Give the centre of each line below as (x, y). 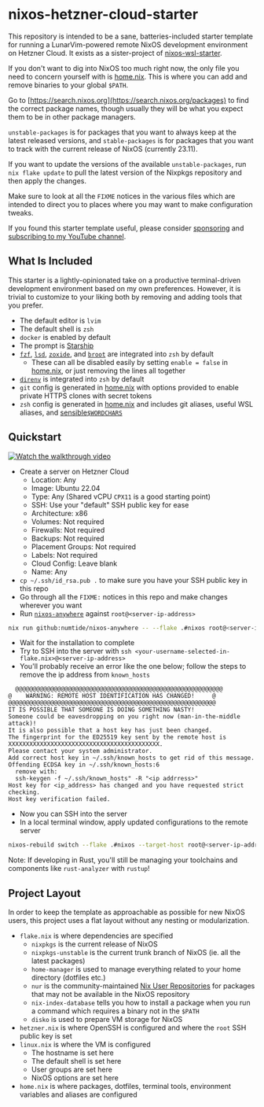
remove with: (37, 772)
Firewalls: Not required (68, 530)
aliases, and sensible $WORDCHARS (71, 412)
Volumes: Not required (68, 522)
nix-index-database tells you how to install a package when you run (141, 1003)
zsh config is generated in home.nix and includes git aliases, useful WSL (136, 404)
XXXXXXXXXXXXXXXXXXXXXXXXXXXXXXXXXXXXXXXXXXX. (86, 744)
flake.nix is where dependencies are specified (96, 936)
